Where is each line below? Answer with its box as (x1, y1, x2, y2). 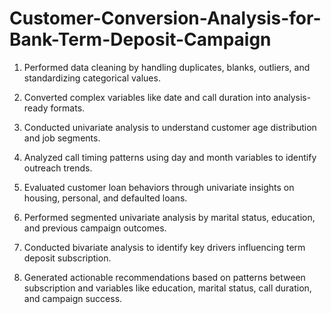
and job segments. (23, 132, 101, 144)
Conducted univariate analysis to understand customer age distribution (23, 121, 317, 133)
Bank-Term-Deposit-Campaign (9, 28, 272, 51)
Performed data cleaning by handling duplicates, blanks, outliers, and (23, 61, 311, 73)
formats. (50, 102, 86, 114)
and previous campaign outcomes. (23, 222, 167, 234)
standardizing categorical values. (23, 72, 161, 84)
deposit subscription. (23, 252, 112, 264)
